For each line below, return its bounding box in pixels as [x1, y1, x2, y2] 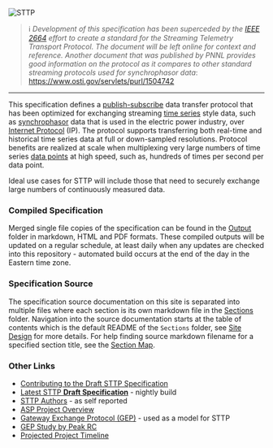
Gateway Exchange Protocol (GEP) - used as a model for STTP [19, 413, 230, 423]
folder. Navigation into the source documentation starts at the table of [8, 314, 242, 324]
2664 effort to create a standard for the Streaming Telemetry [28, 33, 234, 42]
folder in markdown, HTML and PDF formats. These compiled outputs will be [8, 232, 265, 241]
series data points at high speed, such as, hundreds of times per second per [8, 151, 264, 161]
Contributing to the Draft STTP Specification [19, 378, 169, 388]
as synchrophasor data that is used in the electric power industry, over [8, 117, 245, 126]
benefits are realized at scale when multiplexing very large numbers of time [8, 143, 261, 152]
